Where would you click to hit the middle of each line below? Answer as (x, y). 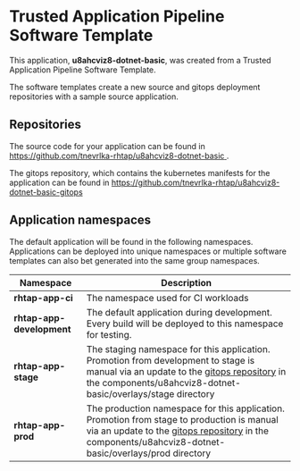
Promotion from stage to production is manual (182, 419)
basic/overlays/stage (130, 393)
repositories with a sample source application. (94, 97)
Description (186, 282)
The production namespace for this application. (186, 408)
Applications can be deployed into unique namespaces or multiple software (148, 251)
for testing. (109, 334)
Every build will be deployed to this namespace (185, 324)
